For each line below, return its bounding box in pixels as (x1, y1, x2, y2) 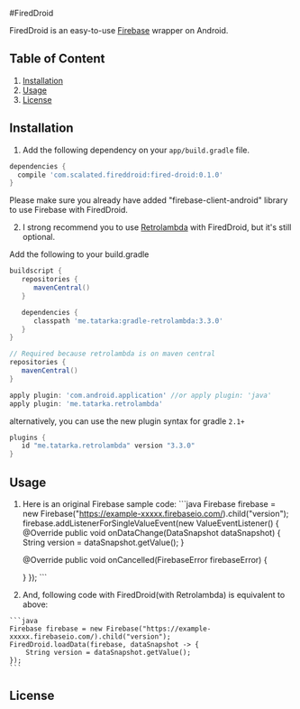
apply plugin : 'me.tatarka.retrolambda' (9, 399, 164, 409)
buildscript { (9, 266, 63, 276)
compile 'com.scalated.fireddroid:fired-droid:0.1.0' (17, 170, 223, 180)
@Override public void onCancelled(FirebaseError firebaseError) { (22, 554, 268, 565)
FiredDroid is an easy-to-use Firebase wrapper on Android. (9, 25, 229, 35)
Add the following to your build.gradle (9, 249, 150, 260)
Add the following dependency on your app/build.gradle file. (22, 144, 250, 155)
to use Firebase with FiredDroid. (9, 205, 129, 216)
